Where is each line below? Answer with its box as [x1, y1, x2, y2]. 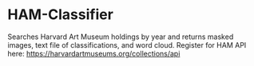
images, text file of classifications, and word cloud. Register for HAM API [7, 40, 247, 49]
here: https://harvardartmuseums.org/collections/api [7, 49, 181, 58]
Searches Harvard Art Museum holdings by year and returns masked [7, 32, 234, 41]
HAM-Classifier [7, 6, 113, 24]
